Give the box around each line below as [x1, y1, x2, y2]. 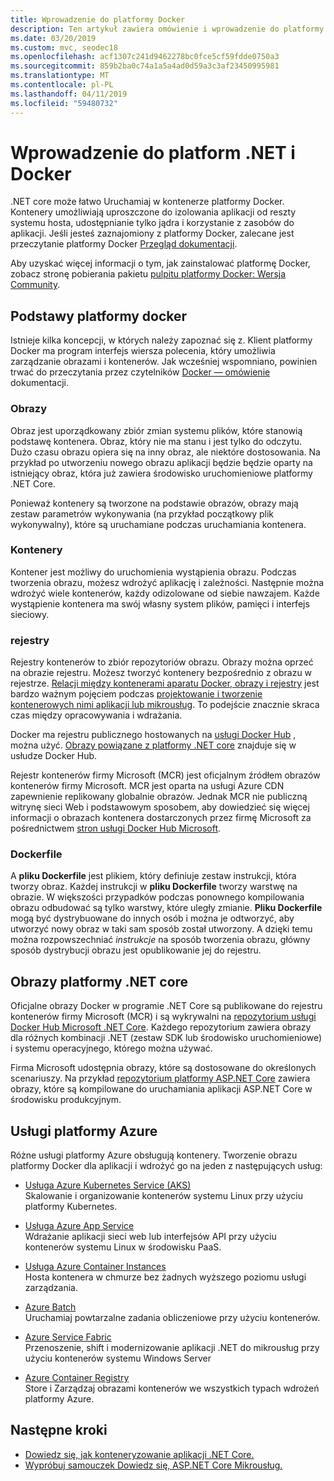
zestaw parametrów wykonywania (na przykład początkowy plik [10, 507, 275, 520]
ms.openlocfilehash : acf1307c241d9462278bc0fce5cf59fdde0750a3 [10, 52, 280, 62]
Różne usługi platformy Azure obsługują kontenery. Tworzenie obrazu [10, 1149, 298, 1161]
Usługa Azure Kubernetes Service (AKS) [24, 1179, 192, 1191]
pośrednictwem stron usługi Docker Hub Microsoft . [10, 822, 222, 835]
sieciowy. [10, 608, 50, 620]
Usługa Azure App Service [24, 1220, 135, 1232]
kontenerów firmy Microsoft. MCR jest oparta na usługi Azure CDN [10, 780, 285, 792]
